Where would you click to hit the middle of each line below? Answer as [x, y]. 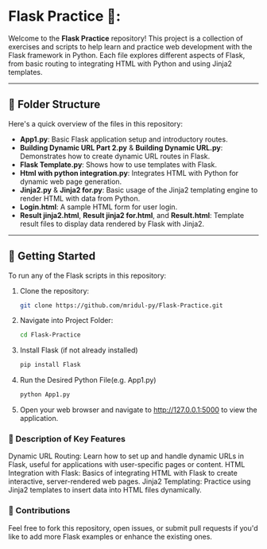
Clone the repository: [54, 290]
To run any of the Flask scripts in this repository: [87, 275]
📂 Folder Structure [54, 105]
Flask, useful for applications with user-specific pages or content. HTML [127, 465]
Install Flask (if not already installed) [79, 350]
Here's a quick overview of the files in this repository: [95, 123]
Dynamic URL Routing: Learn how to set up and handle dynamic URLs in [126, 456]
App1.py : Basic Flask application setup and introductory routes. [124, 139]
